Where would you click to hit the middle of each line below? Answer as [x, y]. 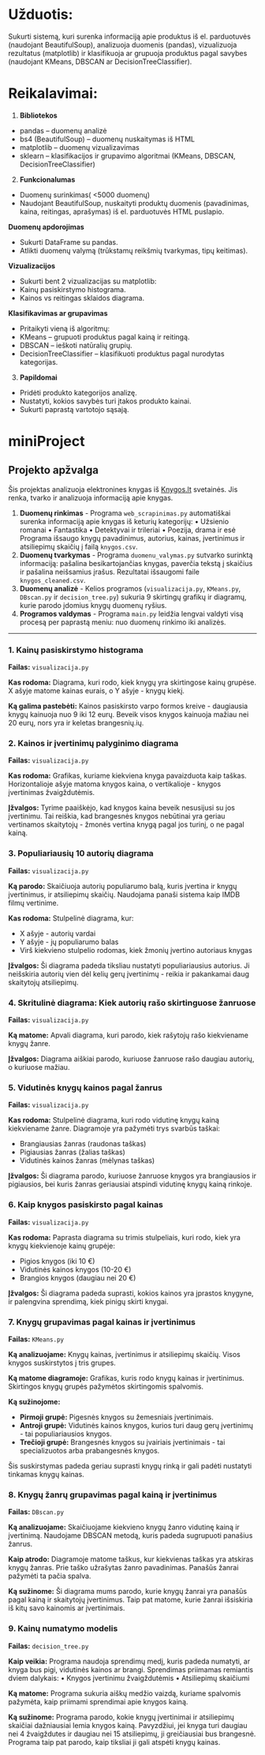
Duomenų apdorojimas [46, 227]
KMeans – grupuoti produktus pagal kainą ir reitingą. [105, 336]
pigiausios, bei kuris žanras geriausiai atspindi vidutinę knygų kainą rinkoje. [130, 1184]
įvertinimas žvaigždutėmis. [52, 793]
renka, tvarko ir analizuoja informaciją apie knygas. [91, 497]
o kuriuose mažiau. [39, 1067]
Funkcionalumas [47, 179]
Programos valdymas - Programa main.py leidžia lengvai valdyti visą [131, 613]
